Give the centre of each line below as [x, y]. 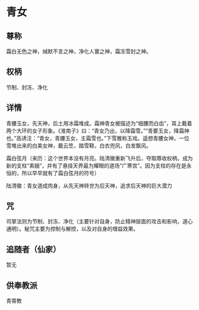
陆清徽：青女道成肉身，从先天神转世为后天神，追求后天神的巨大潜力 [89, 185]
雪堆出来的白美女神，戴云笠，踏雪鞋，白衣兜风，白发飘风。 [79, 145]
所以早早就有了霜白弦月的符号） [60, 173]
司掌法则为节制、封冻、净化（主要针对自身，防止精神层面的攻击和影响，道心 [99, 222]
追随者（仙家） [33, 249]
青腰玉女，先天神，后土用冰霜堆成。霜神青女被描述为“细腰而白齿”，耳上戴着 [99, 123]
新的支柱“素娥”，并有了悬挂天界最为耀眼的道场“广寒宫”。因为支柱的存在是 [96, 165]
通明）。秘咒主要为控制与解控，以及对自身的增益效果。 [72, 229]
